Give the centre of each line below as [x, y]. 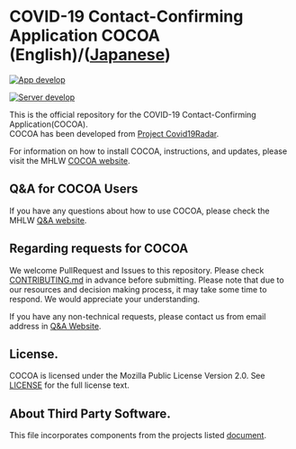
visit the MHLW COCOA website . [70, 160]
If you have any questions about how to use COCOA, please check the [139, 211]
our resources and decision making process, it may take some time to [138, 289]
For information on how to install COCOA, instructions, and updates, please [148, 151]
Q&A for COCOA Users [74, 189]
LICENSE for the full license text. [70, 385]
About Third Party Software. [90, 413]
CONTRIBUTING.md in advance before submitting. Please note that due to [147, 280]
